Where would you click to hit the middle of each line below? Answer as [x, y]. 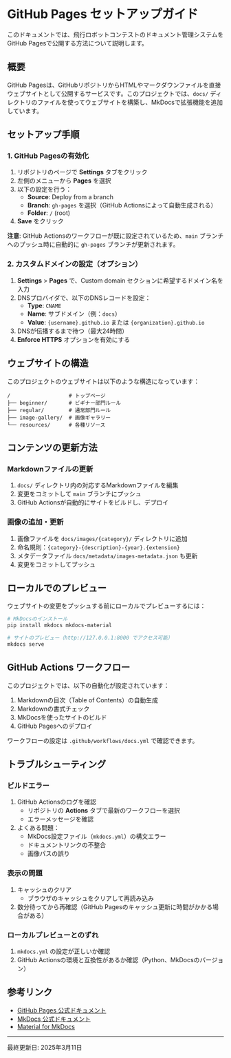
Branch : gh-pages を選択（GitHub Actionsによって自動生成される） [122, 205]
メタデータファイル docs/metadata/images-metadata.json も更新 [107, 556]
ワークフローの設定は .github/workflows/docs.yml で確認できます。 [103, 740]
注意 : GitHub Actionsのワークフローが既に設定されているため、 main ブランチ [115, 236]
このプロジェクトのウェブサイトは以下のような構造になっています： [103, 381]
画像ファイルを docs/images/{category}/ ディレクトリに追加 [102, 538]
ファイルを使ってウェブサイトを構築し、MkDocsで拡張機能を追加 [130, 102]
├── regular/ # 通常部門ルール [59, 410]
